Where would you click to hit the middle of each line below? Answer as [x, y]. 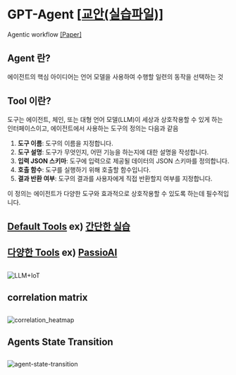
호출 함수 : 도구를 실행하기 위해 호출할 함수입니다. [84, 169]
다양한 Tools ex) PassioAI [62, 253]
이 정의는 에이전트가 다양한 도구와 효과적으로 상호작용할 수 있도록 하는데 [106, 193]
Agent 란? [29, 58]
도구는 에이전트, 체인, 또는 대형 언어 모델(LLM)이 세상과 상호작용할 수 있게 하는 [115, 119]
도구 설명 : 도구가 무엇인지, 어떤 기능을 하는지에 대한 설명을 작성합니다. [113, 152]
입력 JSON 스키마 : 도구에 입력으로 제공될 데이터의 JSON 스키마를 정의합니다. [123, 161]
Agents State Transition [61, 342]
